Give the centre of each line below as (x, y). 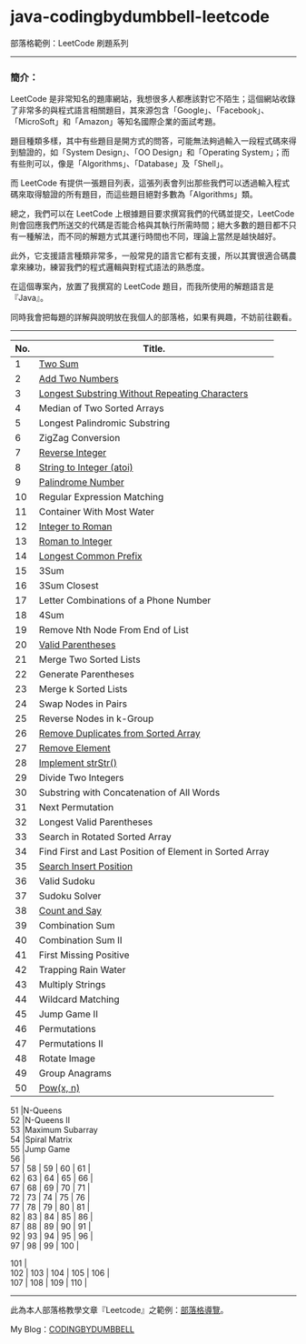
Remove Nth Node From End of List (114, 630)
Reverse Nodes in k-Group (96, 718)
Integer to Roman (75, 527)
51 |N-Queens (36, 1110)
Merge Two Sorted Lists (89, 659)
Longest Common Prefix (91, 557)
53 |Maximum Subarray (54, 1130)
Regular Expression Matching (101, 497)
